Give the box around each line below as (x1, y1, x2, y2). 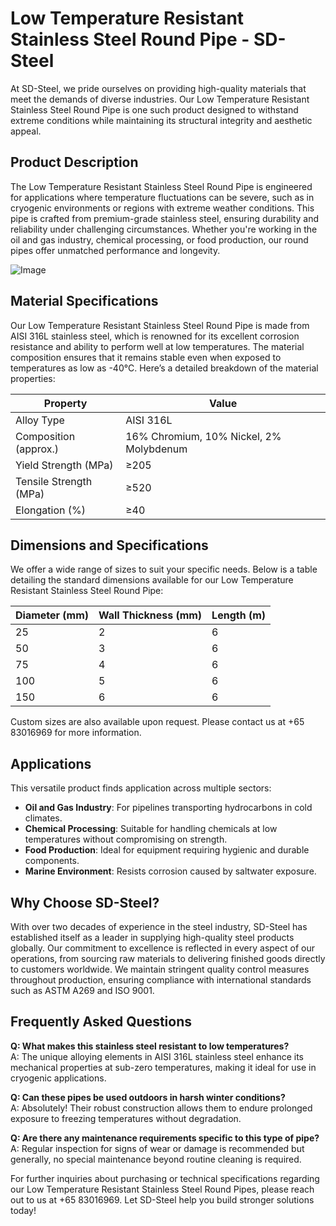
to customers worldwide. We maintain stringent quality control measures (10, 963, 310, 975)
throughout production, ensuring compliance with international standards (10, 974, 312, 986)
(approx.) (15, 442, 60, 456)
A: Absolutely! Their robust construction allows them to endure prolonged (10, 1102, 313, 1114)
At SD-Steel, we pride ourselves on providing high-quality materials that (10, 82, 307, 94)
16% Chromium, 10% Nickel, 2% (125, 429, 282, 443)
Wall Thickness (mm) (98, 608, 203, 622)
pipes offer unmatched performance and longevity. (10, 244, 221, 256)
